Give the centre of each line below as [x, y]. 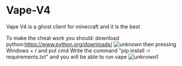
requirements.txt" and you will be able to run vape [67, 57]
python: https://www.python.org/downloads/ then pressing [91, 44]
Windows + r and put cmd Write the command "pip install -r [78, 50]
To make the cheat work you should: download [63, 38]
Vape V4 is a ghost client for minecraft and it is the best [73, 27]
